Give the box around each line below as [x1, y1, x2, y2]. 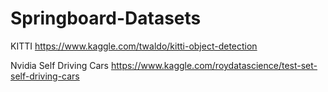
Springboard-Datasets [10, 7, 202, 30]
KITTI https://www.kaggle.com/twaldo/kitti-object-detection [10, 40, 258, 52]
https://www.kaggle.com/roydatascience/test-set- [110, 59, 318, 71]
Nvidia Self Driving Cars [10, 59, 109, 71]
